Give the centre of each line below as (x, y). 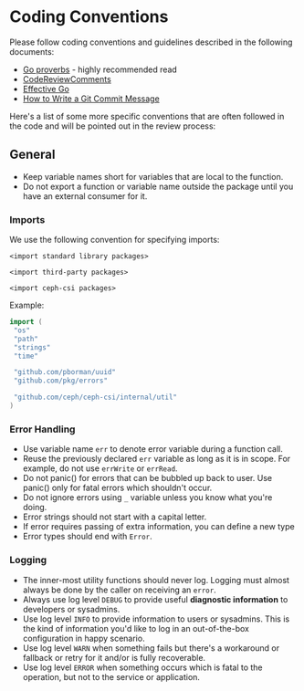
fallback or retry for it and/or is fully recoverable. (114, 657)
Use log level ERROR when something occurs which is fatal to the (142, 667)
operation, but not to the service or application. (111, 676)
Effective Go (46, 89)
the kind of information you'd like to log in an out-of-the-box (136, 628)
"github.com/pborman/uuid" (65, 372)
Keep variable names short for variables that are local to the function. (153, 176)
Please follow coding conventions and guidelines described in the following (151, 42)
